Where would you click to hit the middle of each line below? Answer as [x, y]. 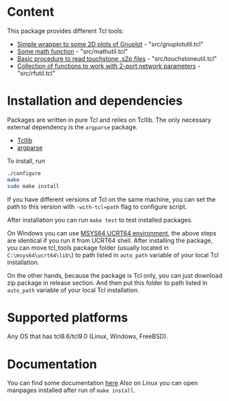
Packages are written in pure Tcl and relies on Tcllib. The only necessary [109, 120]
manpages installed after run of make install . [71, 390]
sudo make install [33, 186]
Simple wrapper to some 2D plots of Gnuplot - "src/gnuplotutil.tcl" [110, 44]
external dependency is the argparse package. [72, 127]
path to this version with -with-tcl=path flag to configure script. [97, 207]
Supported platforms [68, 317]
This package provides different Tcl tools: [66, 31]
